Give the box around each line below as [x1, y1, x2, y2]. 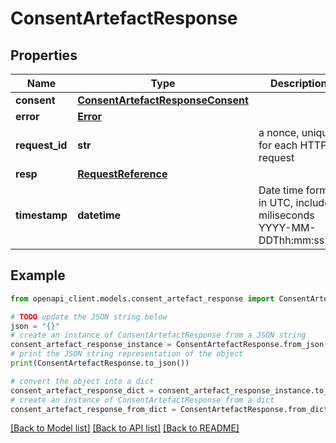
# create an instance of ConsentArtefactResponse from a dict [10, 395, 275, 405]
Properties [10, 47, 78, 64]
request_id [15, 138, 68, 152]
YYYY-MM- [258, 221, 317, 234]
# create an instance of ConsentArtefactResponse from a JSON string [10, 330, 307, 341]
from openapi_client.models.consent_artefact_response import [10, 293, 275, 304]
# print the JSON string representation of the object [10, 349, 244, 359]
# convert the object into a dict [10, 376, 155, 386]
